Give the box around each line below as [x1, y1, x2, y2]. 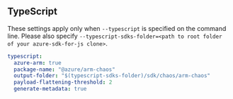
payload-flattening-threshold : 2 [13, 79, 113, 86]
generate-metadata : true [13, 86, 87, 93]
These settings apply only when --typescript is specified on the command [7, 24, 227, 32]
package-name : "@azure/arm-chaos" [13, 66, 115, 73]
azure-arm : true [13, 59, 62, 66]
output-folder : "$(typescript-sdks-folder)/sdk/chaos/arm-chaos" [13, 72, 211, 79]
